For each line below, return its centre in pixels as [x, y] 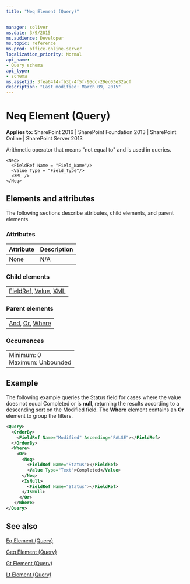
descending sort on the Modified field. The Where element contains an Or [95, 410]
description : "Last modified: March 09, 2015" [64, 87]
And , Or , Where [30, 323]
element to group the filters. [39, 415]
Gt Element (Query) [29, 563]
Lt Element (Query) [29, 575]
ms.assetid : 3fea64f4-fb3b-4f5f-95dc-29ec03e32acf [69, 82]
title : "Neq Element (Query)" [43, 11]
